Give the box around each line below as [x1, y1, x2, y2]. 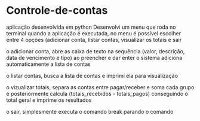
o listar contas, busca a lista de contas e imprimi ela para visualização [6, 72, 178, 79]
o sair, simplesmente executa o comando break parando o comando [6, 108, 174, 115]
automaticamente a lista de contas [6, 60, 91, 68]
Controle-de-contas [6, 4, 108, 17]
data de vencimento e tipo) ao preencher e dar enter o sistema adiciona [6, 54, 183, 61]
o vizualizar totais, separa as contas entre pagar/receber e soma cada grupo [6, 83, 195, 90]
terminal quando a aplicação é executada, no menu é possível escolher [6, 29, 181, 37]
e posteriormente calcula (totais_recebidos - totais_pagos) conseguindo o [6, 90, 188, 97]
